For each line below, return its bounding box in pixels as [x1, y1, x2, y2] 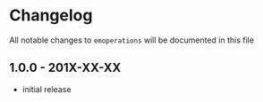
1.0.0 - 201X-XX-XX [9, 60, 122, 75]
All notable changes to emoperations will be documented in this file [9, 35, 255, 45]
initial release [21, 83, 72, 94]
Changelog [9, 5, 93, 26]
